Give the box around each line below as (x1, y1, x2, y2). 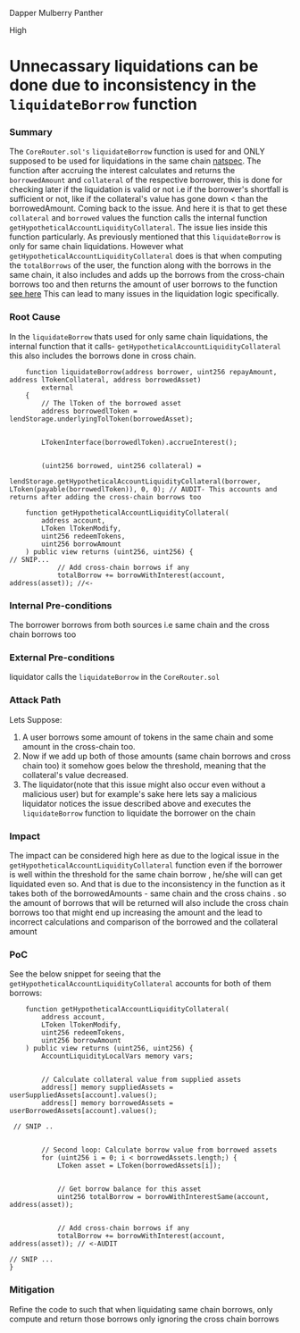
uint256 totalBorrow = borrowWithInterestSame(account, (56, 1193, 270, 1202)
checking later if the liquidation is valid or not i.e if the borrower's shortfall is (9, 184, 289, 195)
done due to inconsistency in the (9, 75, 257, 96)
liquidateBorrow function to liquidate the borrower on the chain (21, 808, 256, 818)
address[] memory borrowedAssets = (41, 1099, 174, 1108)
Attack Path (9, 694, 62, 707)
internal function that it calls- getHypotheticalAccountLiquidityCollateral (9, 340, 281, 351)
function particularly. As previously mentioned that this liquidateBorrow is (9, 231, 281, 242)
